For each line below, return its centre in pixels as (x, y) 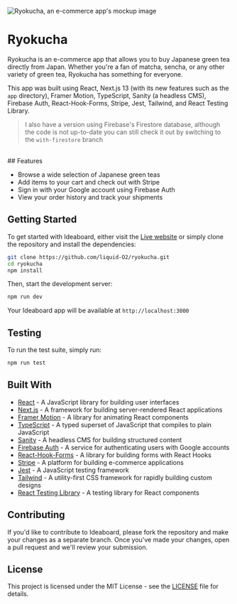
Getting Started (42, 220)
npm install (25, 270)
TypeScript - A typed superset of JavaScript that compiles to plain (114, 424)
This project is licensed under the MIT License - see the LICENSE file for (113, 586)
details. (18, 594)
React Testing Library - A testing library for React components (109, 493)
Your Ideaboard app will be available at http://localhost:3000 (98, 311)
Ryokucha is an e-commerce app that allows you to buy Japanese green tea (119, 59)
